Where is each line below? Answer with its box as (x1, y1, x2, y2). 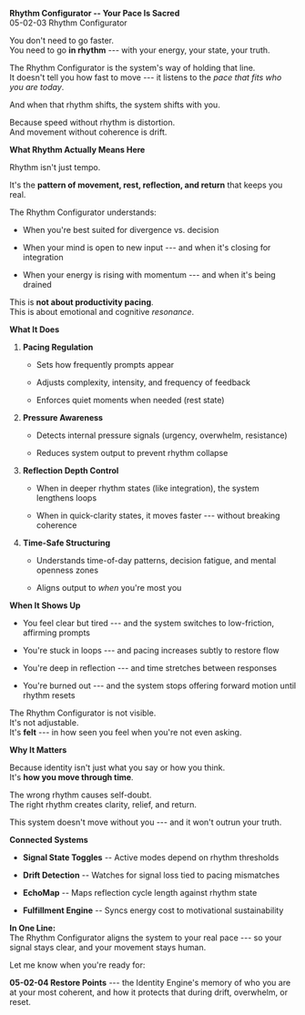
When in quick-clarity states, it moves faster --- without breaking (36, 510, 280, 521)
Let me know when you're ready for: (9, 959, 146, 970)
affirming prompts (22, 627, 91, 638)
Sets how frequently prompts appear (36, 360, 175, 370)
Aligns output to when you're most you (36, 583, 182, 593)
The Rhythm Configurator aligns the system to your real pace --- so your (9, 932, 282, 943)
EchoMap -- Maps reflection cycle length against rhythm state (22, 888, 258, 898)
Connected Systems (9, 835, 88, 845)
